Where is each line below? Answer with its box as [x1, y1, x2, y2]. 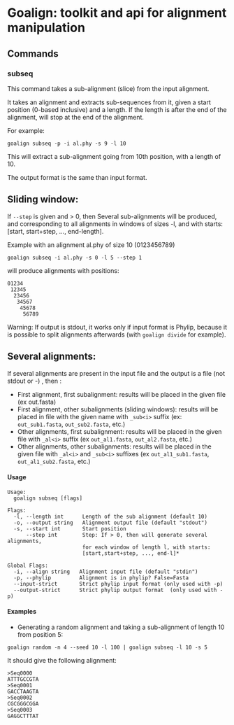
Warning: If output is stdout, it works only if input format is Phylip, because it [7, 323, 228, 331]
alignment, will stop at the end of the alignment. [7, 113, 145, 121]
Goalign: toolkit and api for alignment [7, 5, 227, 21]
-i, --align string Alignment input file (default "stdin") [13, 568, 198, 575]
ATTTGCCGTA [7, 675, 39, 683]
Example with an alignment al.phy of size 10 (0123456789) [7, 240, 175, 249]
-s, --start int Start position [13, 525, 127, 533]
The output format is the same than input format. [7, 173, 147, 181]
